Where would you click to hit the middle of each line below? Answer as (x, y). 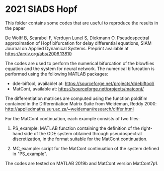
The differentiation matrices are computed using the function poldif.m (76, 98)
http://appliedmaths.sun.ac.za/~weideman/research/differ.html (70, 109)
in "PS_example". (30, 154)
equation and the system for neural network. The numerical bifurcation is (80, 69)
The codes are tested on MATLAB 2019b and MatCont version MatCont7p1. (82, 163)
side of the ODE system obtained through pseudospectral (83, 133)
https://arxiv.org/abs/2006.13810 (39, 54)
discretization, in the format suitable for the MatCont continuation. (80, 139)
